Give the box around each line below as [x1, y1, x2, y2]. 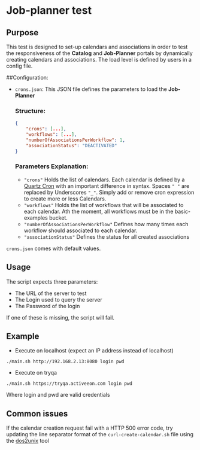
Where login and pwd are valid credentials [6, 391, 110, 399]
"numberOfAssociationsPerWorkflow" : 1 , [26, 137, 126, 143]
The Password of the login [14, 302, 80, 309]
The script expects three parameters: [6, 278, 98, 285]
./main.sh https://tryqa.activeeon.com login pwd [6, 381, 133, 387]
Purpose [6, 28, 39, 38]
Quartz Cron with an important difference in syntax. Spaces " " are [23, 182, 190, 189]
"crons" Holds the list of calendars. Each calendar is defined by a [23, 176, 185, 183]
